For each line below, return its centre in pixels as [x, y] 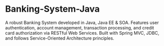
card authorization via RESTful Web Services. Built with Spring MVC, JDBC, [82, 33]
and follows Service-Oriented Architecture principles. [60, 38]
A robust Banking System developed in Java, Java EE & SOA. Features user [82, 23]
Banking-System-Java [53, 9]
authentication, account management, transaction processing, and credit [80, 27]
